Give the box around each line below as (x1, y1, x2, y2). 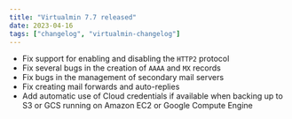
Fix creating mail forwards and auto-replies (21, 81, 180, 93)
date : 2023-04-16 (9, 21, 74, 30)
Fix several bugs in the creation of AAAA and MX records (21, 63, 222, 73)
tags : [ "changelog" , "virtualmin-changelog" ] (9, 29, 180, 38)
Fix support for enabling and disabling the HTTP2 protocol (21, 54, 230, 64)
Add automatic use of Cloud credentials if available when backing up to (21, 91, 284, 101)
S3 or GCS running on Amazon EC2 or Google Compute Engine (21, 100, 253, 111)
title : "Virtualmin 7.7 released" (9, 12, 138, 22)
